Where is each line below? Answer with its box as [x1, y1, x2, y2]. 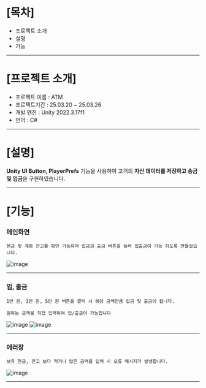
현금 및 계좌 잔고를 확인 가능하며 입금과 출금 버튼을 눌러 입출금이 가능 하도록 [6, 243, 178, 249]
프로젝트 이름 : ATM [15, 93, 63, 101]
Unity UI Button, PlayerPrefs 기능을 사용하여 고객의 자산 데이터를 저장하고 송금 [6, 167, 198, 175]
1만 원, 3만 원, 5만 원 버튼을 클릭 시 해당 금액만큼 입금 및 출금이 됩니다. [6, 298, 175, 304]
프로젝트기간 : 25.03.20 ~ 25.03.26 [15, 101, 102, 108]
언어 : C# [15, 116, 38, 123]
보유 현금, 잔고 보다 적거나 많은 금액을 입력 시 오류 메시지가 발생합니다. [6, 358, 169, 365]
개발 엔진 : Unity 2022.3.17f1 [15, 108, 85, 116]
